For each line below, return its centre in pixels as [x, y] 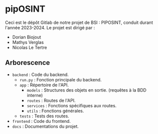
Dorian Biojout [26, 37]
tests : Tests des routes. [44, 116]
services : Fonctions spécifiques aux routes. [72, 105]
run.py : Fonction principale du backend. [61, 79]
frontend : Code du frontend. [41, 121]
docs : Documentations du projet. [45, 126]
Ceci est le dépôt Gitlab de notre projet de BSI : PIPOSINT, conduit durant [79, 22]
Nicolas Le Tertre [30, 47]
